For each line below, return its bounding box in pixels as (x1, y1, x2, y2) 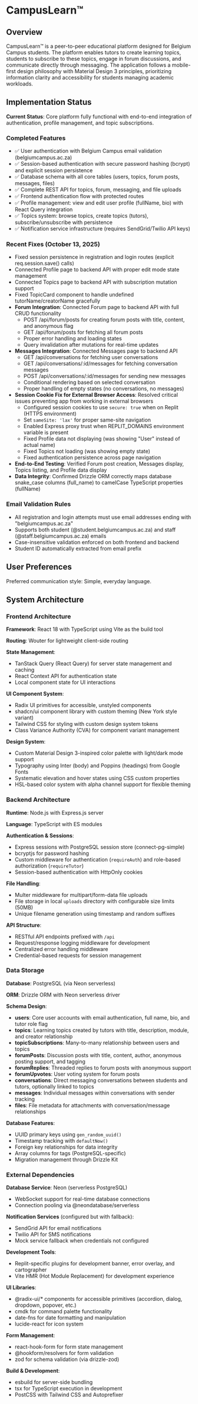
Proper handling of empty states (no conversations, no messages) (23, 385, 184, 392)
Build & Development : (6, 1367, 60, 1375)
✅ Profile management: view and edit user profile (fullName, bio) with (14, 199, 184, 206)
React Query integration (14, 206, 73, 213)
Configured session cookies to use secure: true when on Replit (23, 404, 179, 411)
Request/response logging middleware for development (14, 939, 150, 946)
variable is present (23, 429, 69, 436)
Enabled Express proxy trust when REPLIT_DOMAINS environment (23, 423, 184, 430)
